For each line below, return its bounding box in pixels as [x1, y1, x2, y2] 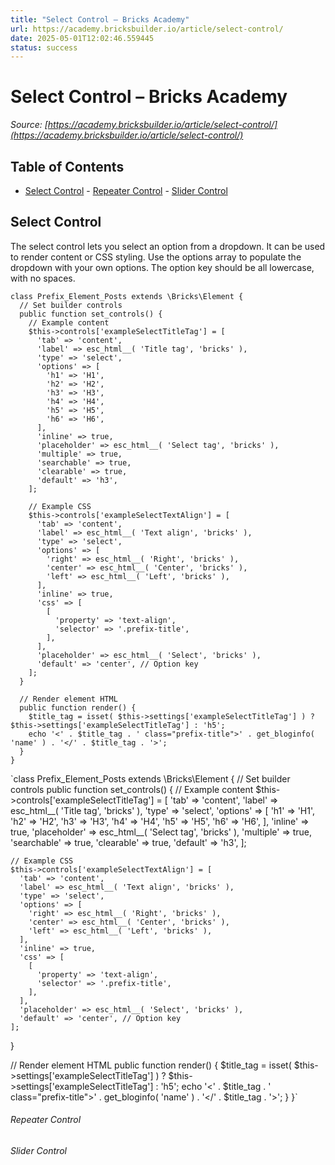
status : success [10, 42, 78, 53]
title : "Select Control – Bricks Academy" [10, 14, 190, 25]
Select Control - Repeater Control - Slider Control [24, 185, 228, 196]
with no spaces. [10, 272, 76, 284]
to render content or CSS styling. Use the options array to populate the [10, 251, 302, 263]
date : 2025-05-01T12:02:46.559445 [10, 33, 155, 43]
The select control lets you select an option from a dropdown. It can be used [10, 240, 326, 252]
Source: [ [10, 119, 48, 131]
